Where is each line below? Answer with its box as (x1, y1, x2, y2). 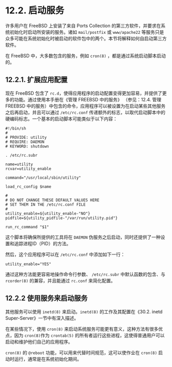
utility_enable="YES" (5, 262, 52, 267)
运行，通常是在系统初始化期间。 (14, 356, 82, 362)
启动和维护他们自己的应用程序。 (5, 338, 73, 344)
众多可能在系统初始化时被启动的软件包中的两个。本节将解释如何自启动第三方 (5, 35, 167, 41)
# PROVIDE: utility (5, 135, 47, 140)
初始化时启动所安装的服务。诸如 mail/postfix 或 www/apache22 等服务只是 (9, 29, 164, 35)
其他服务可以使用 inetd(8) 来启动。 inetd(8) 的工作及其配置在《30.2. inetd (5, 308, 163, 315)
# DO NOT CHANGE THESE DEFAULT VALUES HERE (5, 198, 100, 203)
